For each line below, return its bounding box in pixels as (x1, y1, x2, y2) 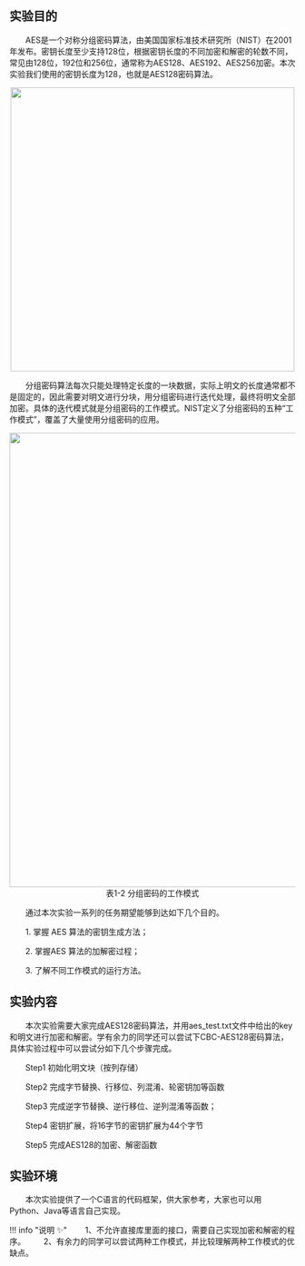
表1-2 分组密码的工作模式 (105, 887, 200, 898)
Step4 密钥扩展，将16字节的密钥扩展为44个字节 (25, 1120, 204, 1131)
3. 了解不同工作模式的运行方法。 (25, 964, 147, 975)
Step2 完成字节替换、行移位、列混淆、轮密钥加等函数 (25, 1081, 225, 1092)
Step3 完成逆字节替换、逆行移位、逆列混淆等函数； (25, 1101, 217, 1111)
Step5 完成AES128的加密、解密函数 (25, 1139, 158, 1150)
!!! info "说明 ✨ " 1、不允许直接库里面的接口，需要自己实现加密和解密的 (9, 1225, 288, 1236)
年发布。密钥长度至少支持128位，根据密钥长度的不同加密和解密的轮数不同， (9, 45, 293, 56)
